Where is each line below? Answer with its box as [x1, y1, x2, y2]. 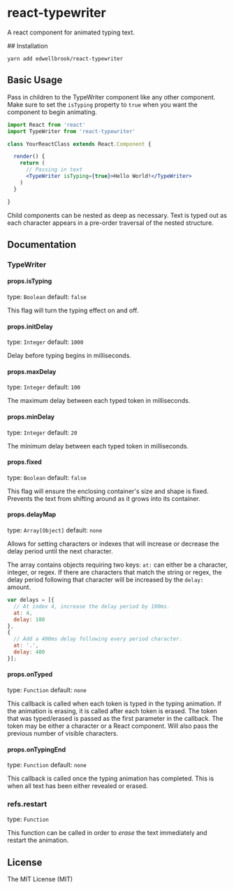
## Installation [7, 41, 48, 50]
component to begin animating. [7, 107, 98, 116]
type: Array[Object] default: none [7, 526, 103, 535]
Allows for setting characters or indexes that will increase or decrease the [7, 539, 219, 548]
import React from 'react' [7, 121, 86, 128]
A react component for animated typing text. [7, 28, 135, 36]
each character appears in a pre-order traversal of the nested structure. [7, 219, 214, 227]
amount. [7, 583, 31, 591]
